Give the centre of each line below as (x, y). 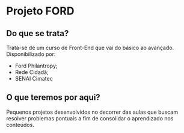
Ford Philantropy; (36, 66)
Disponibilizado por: (31, 54)
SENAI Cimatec (34, 79)
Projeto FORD (40, 11)
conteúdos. (20, 125)
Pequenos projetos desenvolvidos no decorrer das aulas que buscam (92, 112)
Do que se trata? (38, 33)
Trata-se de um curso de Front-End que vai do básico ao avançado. (90, 48)
